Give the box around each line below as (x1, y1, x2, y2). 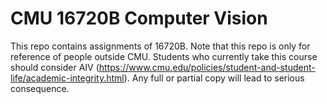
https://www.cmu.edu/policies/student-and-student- (98, 61, 316, 73)
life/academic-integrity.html (10, 72, 125, 84)
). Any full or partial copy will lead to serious (123, 72, 305, 84)
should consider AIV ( (10, 61, 100, 73)
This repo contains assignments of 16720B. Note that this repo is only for (10, 40, 311, 52)
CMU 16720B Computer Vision (10, 7, 268, 30)
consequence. (10, 82, 70, 94)
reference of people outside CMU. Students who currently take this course (10, 50, 318, 62)
